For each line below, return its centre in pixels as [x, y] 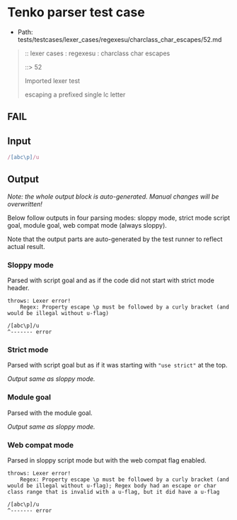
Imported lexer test [52, 81]
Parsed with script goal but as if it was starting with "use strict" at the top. [117, 365]
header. [18, 288]
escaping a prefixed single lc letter [75, 94]
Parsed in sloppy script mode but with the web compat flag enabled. [107, 460]
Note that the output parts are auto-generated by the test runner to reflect [115, 239]
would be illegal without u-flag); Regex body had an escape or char [112, 486]
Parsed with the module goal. [50, 413]
